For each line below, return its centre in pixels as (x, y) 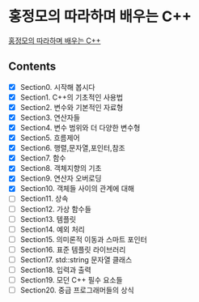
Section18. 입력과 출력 (55, 270)
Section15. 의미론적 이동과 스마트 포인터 (83, 239)
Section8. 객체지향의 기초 (61, 168)
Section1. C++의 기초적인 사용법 (72, 97)
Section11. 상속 (44, 198)
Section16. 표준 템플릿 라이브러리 (73, 249)
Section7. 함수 (43, 158)
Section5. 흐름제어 (50, 138)
